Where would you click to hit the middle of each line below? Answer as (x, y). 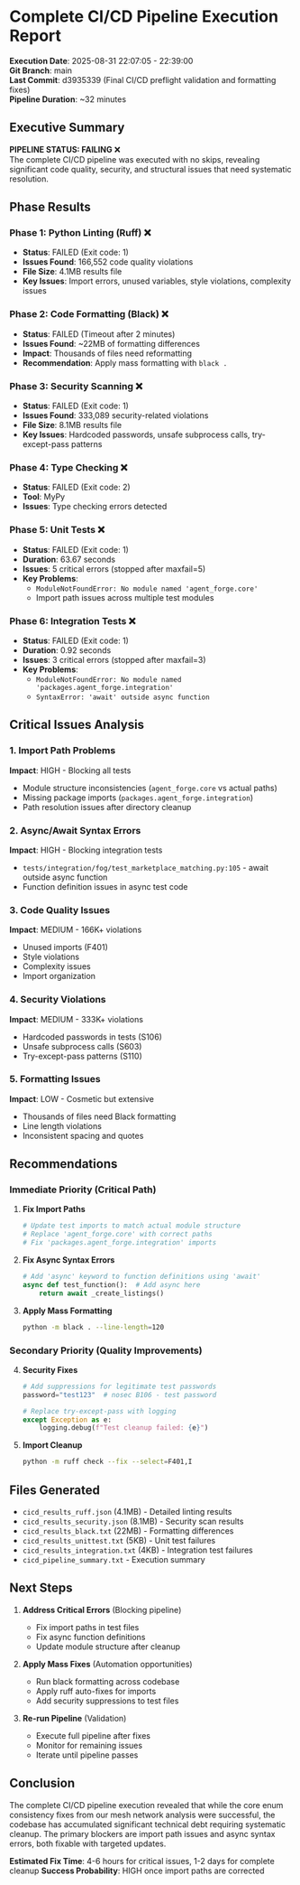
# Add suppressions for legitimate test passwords (119, 1386)
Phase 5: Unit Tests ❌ (57, 530)
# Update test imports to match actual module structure (132, 1226)
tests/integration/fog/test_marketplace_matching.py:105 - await (145, 867)
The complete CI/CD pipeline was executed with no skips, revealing (135, 159)
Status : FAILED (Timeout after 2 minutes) (99, 334)
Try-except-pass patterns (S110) (82, 1056)
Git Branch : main (41, 70)
